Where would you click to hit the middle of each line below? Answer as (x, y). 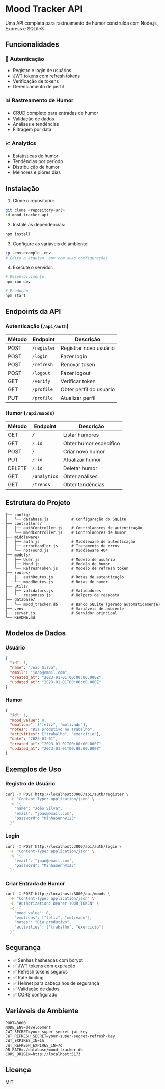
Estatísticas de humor (35, 156)
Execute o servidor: (33, 268)
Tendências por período (38, 161)
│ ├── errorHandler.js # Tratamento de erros (62, 546)
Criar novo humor (84, 451)
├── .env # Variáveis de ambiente (65, 609)
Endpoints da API (33, 311)
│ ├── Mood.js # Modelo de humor (58, 564)
